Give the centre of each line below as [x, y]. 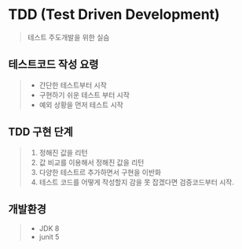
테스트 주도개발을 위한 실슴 [68, 37]
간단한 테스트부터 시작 [73, 85]
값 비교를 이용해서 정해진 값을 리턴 [92, 162]
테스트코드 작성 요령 [53, 65]
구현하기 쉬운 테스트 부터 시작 [84, 95]
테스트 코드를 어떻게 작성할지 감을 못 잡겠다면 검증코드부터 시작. [136, 182]
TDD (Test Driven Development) [114, 15]
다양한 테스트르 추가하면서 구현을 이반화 [100, 172]
